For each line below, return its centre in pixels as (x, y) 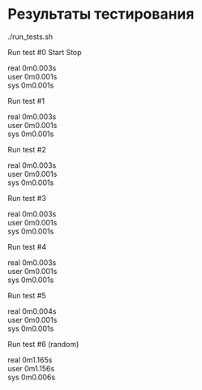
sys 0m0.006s (32, 377)
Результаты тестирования (101, 14)
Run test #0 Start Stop (45, 52)
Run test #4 (27, 246)
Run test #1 (26, 101)
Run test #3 (27, 198)
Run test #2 (27, 149)
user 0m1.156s (31, 368)
